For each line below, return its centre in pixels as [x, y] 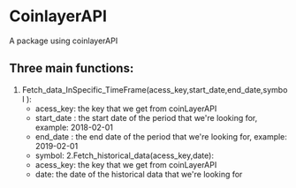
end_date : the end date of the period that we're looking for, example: [161, 136]
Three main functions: [72, 68]
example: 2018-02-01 [74, 127]
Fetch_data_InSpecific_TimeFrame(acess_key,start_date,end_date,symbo [155, 89]
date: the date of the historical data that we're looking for [139, 174]
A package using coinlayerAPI [64, 41]
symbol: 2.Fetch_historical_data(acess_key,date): [125, 155]
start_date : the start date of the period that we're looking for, [146, 117]
